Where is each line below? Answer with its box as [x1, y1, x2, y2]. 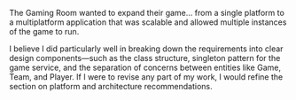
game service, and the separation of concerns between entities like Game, [9, 62, 282, 73]
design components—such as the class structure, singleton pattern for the [9, 53, 281, 63]
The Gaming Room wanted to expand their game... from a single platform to [9, 8, 285, 18]
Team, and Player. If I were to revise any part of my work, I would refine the [9, 72, 284, 82]
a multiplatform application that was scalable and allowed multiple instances [9, 17, 287, 27]
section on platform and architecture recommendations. [9, 81, 213, 91]
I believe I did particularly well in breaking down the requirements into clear [9, 43, 284, 54]
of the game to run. [9, 27, 80, 36]
